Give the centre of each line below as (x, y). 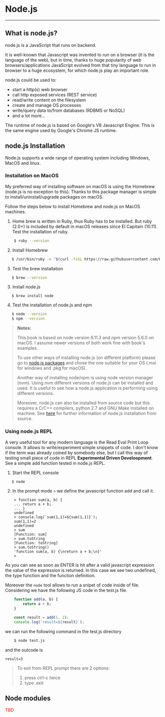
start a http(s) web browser (40, 89)
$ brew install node (33, 296)
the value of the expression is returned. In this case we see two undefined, (81, 570)
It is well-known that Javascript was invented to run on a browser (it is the (80, 55)
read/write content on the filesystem (49, 100)
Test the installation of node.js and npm (52, 305)
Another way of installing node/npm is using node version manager (85, 378)
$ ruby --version (32, 241)
